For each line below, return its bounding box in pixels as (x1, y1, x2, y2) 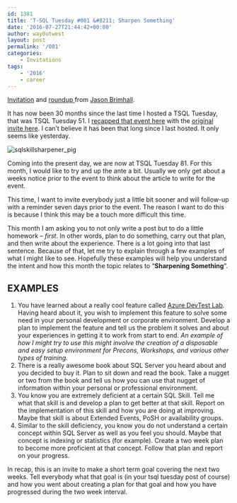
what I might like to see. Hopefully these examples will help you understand (7, 254, 228, 262)
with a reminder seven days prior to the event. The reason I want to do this (7, 203, 225, 212)
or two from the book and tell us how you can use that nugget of (17, 376, 206, 385)
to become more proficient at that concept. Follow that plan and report (17, 444, 223, 453)
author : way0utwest (7, 30, 65, 37)
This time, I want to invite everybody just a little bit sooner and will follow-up (7, 195, 229, 204)
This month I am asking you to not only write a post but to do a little (7, 224, 204, 233)
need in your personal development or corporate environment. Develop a (17, 316, 231, 325)
